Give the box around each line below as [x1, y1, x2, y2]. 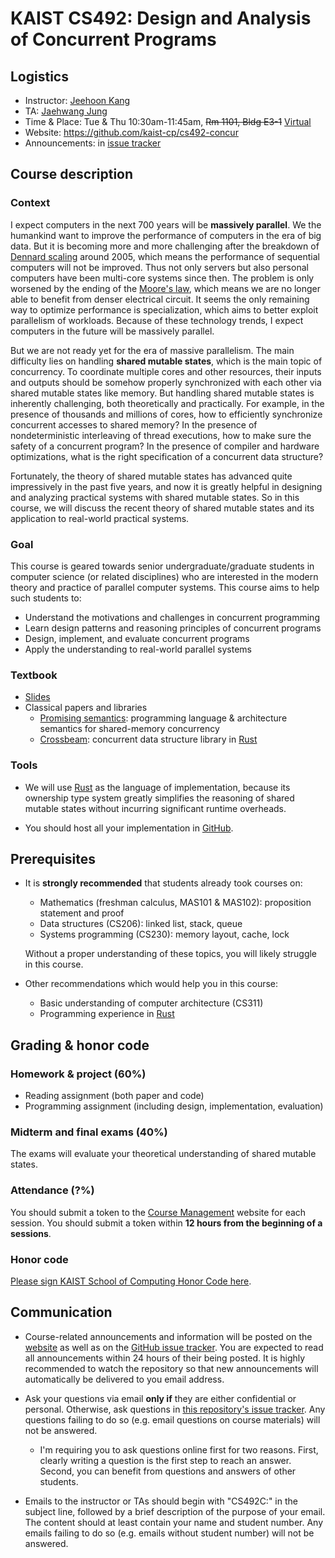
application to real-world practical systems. [10, 512, 190, 524]
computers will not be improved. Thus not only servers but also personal [10, 261, 309, 273]
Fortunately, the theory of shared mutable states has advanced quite [10, 470, 293, 482]
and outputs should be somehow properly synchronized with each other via [10, 376, 322, 388]
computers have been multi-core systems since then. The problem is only [10, 272, 315, 284]
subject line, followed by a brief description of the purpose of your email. [24, 1505, 326, 1517]
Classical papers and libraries [24, 702, 148, 714]
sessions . [10, 1227, 52, 1239]
